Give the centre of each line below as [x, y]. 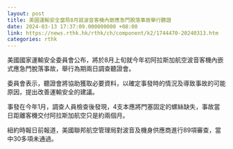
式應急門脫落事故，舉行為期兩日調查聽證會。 [71, 69]
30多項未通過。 [35, 139]
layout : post [26, 14]
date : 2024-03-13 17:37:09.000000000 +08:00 [72, 26]
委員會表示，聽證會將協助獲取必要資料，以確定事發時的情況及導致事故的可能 [116, 83]
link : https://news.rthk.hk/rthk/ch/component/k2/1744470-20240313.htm [113, 33]
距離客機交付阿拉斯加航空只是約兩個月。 [71, 116]
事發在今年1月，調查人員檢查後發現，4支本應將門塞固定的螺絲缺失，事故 [111, 107]
